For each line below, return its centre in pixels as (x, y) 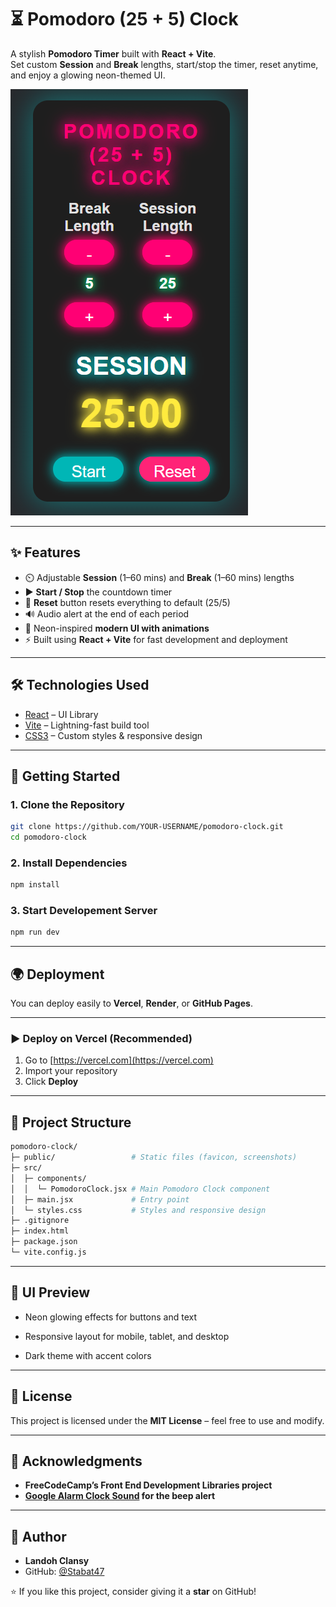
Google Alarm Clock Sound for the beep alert (120, 1496)
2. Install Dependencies (69, 863)
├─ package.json (44, 1242)
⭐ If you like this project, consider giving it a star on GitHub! (133, 1592)
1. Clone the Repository (67, 804)
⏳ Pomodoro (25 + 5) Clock (124, 19)
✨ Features (45, 552)
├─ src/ (26, 1168)
